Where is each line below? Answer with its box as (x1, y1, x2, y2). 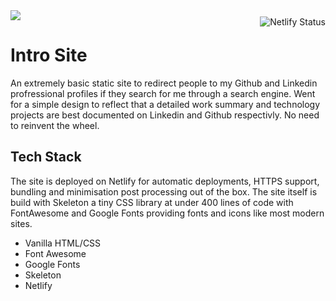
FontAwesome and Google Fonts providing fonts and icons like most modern (10, 207, 325, 219)
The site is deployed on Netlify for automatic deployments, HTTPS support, (10, 175, 320, 187)
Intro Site (10, 44, 88, 67)
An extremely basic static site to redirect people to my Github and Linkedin (10, 77, 318, 89)
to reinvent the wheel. (10, 119, 100, 131)
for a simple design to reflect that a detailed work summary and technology (10, 98, 321, 110)
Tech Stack (10, 149, 82, 166)
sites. (10, 217, 33, 229)
